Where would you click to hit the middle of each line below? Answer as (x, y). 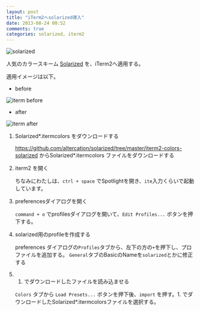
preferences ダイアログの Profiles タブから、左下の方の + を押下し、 (98, 247)
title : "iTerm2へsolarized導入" (45, 17)
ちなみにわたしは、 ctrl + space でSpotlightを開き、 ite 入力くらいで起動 (105, 181)
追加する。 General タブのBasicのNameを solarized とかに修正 (117, 255)
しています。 (30, 189)
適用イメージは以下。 (32, 77)
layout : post (23, 12)
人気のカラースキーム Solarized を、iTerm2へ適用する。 (75, 64)
